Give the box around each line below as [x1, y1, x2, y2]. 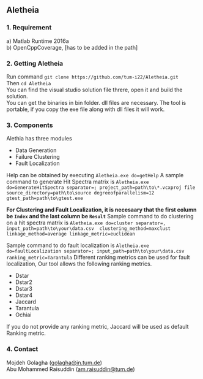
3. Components [6, 121, 53, 129]
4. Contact [6, 345, 39, 353]
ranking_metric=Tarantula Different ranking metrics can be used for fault [6, 254, 191, 261]
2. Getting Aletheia [6, 59, 64, 67]
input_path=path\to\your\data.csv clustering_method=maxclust [6, 226, 171, 232]
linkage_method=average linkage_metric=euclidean [6, 231, 136, 237]
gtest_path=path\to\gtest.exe [6, 196, 84, 202]
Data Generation [15, 147, 57, 154]
